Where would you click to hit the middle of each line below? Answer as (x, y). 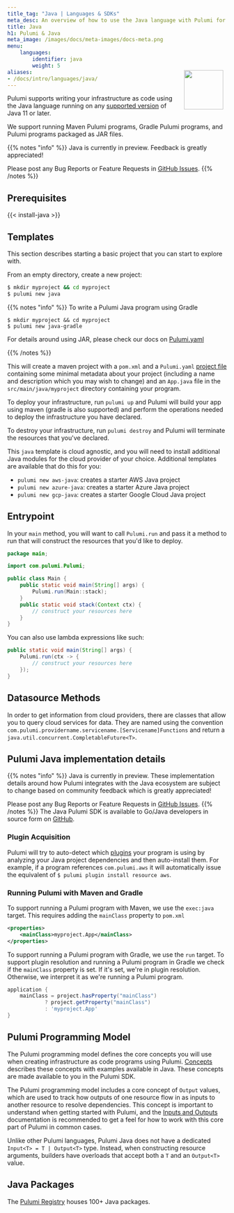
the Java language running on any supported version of (87, 106)
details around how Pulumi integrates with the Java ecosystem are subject (114, 784)
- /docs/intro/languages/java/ (53, 79)
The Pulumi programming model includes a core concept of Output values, (114, 1089)
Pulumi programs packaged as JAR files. (65, 134)
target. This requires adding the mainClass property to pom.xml (96, 915)
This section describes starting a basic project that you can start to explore (115, 253)
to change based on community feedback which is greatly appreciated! (109, 791)
